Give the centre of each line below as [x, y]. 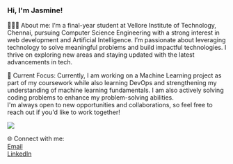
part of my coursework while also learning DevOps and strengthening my [112, 83]
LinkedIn [19, 154]
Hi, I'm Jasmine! [35, 10]
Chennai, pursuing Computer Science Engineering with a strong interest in [114, 33]
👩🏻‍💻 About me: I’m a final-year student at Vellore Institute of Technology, [112, 26]
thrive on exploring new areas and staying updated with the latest [101, 55]
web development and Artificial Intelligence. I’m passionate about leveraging [116, 40]
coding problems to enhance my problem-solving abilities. [90, 98]
